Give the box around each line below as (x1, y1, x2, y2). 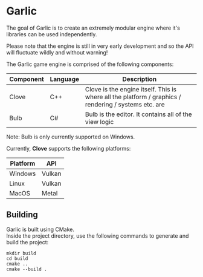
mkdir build (6, 250, 36, 256)
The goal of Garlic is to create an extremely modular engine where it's (6, 24, 180, 31)
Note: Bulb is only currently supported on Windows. (6, 133, 135, 140)
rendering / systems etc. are (85, 100, 165, 108)
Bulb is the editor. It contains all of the (85, 110, 192, 119)
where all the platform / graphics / (85, 93, 181, 101)
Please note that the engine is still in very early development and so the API (6, 42, 195, 50)
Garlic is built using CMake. (6, 226, 74, 233)
